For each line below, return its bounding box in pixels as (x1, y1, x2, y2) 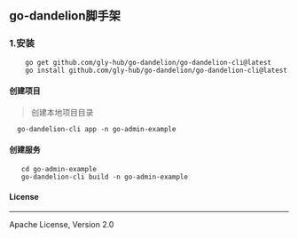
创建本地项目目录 (30, 107, 94, 117)
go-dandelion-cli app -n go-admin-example (17, 124, 176, 133)
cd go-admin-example (20, 165, 98, 174)
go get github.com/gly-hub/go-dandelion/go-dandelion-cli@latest (25, 58, 272, 67)
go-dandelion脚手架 (9, 8, 122, 24)
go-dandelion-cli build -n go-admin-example (20, 172, 189, 182)
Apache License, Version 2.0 (9, 219, 114, 230)
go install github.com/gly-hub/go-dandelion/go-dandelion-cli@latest (25, 66, 288, 75)
